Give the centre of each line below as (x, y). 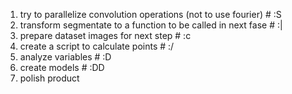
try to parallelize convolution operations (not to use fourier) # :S (150, 14)
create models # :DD (62, 67)
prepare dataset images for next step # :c (105, 35)
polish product (49, 78)
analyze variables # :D (65, 57)
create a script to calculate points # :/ (97, 46)
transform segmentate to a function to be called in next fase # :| (151, 25)
